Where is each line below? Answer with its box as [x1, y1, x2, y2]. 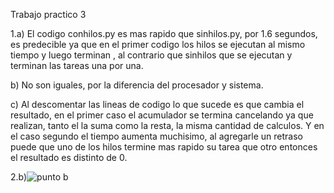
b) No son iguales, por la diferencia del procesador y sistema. [10, 79, 264, 91]
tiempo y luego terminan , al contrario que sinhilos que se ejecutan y [10, 49, 293, 61]
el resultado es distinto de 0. [10, 152, 128, 163]
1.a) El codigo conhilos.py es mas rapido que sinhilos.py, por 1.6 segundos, [10, 28, 318, 39]
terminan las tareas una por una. [10, 60, 144, 71]
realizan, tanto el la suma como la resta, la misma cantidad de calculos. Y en [10, 120, 325, 131]
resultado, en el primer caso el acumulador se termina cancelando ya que [10, 109, 314, 121]
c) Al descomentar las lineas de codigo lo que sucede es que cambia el [10, 99, 305, 110]
